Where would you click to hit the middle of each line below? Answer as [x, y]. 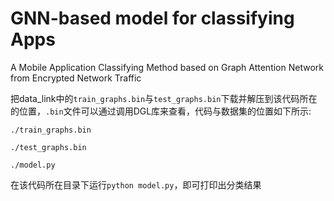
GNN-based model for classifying [152, 18]
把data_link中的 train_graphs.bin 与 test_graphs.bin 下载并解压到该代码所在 [164, 98]
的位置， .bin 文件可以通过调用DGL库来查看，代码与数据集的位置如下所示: [161, 111]
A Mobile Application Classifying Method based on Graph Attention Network [167, 67]
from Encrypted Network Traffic [76, 78]
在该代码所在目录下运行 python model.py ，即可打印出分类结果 [136, 184]
